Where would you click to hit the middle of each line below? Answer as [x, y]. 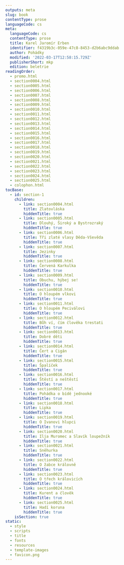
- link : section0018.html [46, 403]
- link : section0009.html [46, 275]
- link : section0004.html [46, 204]
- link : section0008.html [46, 261]
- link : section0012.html [46, 318]
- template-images [29, 550]
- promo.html [24, 76]
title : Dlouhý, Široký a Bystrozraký [63, 223]
